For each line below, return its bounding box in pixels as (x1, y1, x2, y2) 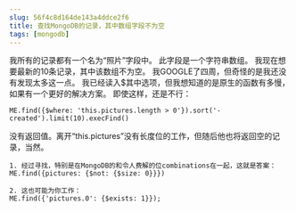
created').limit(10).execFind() (9, 114, 129, 123)
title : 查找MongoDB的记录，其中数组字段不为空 (9, 21, 165, 30)
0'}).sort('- (172, 106, 221, 116)
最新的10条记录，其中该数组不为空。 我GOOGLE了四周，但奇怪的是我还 (16, 66, 279, 77)
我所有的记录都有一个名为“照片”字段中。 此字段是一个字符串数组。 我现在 (9, 55, 279, 66)
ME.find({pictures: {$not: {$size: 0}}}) (9, 169, 166, 178)
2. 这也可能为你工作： (9, 186, 82, 196)
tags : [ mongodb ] (9, 29, 70, 38)
